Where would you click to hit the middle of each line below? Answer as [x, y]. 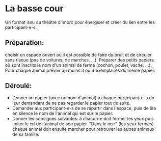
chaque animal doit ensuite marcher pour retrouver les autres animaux [83, 129]
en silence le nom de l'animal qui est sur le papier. [63, 113]
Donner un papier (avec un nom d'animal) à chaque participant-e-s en [83, 98]
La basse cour [34, 9]
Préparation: [25, 43]
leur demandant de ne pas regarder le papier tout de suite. [71, 103]
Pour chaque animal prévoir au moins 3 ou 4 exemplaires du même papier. [80, 70]
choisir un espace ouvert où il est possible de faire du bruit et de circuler [79, 55]
